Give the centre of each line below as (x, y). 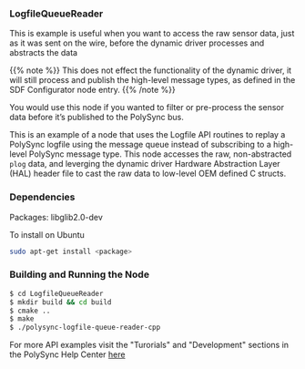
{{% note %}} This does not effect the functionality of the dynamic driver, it (151, 70)
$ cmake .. (30, 311)
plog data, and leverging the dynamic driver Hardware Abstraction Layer (145, 164)
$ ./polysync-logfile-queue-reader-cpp (85, 328)
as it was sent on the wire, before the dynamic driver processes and (137, 43)
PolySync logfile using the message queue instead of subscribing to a (140, 145)
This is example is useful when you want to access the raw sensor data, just (152, 34)
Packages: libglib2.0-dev (56, 217)
